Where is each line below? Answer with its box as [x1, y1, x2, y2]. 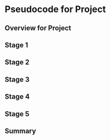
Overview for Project [5, 24, 72, 32]
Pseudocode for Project [5, 4, 106, 15]
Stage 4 [5, 92, 30, 101]
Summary [5, 126, 36, 135]
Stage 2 [5, 58, 30, 67]
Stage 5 [5, 110, 30, 118]
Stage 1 [5, 40, 28, 49]
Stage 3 [5, 75, 30, 84]
